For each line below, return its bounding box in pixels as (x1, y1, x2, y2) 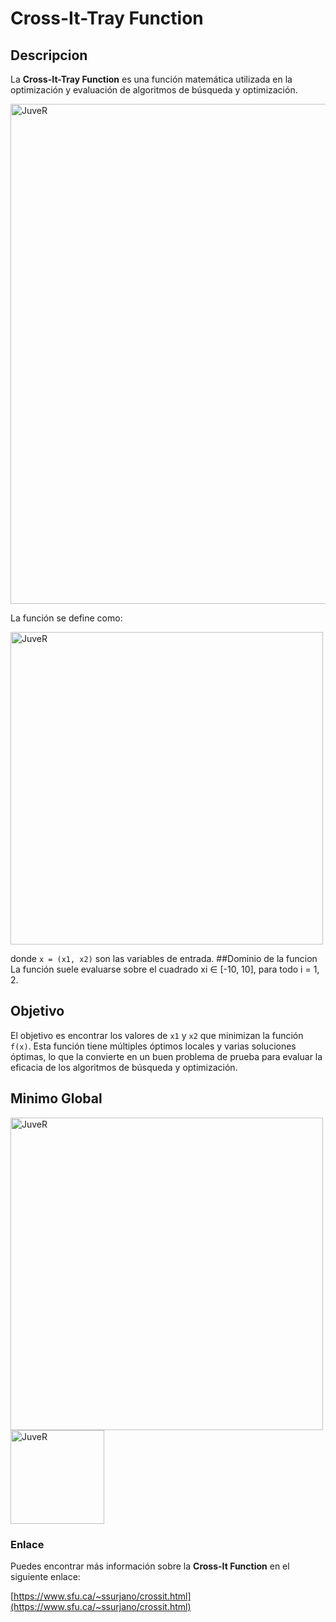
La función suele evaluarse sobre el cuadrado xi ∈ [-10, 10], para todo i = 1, (10, 963, 320, 975)
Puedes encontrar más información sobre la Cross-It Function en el (10, 1560, 290, 1572)
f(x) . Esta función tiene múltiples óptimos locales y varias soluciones (10, 1040, 297, 1052)
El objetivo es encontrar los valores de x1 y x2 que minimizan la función (10, 1029, 304, 1041)
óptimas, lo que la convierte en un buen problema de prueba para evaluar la (10, 1050, 323, 1062)
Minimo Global (10, 1090, 103, 1107)
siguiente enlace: (10, 1570, 81, 1582)
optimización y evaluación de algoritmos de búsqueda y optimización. (10, 84, 298, 96)
